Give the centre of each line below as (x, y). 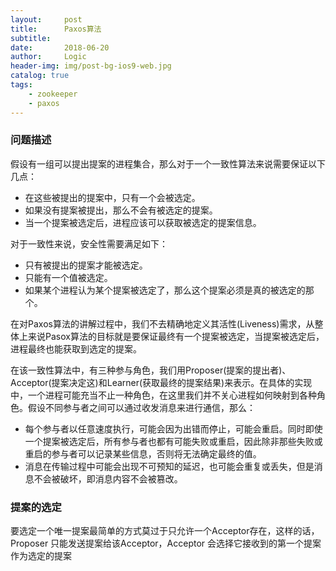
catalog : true (40, 76)
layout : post (46, 19)
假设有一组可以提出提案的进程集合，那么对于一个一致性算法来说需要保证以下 (168, 163)
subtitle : (31, 38)
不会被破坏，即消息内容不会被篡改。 (108, 478)
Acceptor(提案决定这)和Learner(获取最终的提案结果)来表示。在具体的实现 (161, 382)
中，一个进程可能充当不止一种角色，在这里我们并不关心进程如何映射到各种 (163, 395)
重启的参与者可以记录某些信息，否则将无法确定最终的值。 (143, 453)
